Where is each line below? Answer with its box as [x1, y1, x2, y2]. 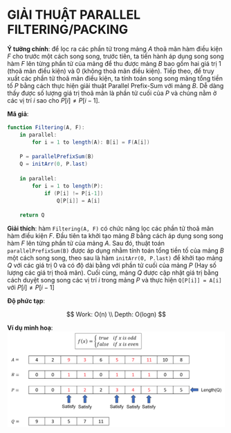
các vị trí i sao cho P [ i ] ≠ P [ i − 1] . [7, 96, 100, 104]
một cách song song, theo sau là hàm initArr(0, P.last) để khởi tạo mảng [7, 254, 223, 262]
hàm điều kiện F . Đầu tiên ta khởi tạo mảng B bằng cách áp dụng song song [7, 232, 223, 240]
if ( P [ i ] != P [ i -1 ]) [44, 189, 104, 197]
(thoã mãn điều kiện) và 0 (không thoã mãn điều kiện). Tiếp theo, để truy [7, 67, 214, 75]
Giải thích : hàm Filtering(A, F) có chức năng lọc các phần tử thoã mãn [7, 224, 214, 232]
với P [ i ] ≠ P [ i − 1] [7, 283, 55, 291]
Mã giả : [7, 110, 29, 118]
